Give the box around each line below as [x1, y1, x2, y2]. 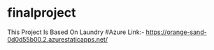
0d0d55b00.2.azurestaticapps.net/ [7, 35, 108, 43]
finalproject [7, 5, 76, 21]
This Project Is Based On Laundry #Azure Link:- [7, 28, 145, 36]
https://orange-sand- [145, 28, 208, 36]
